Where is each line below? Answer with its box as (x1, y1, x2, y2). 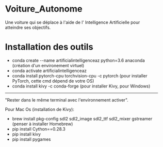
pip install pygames (12, 136, 51, 142)
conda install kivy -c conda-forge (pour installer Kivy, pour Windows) (12, 83, 150, 89)
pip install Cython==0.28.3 (12, 126, 65, 132)
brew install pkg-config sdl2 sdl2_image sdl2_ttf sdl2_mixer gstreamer (12, 116, 153, 121)
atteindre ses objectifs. (5, 24, 51, 30)
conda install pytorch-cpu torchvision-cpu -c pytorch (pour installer (12, 73, 147, 78)
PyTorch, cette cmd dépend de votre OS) (12, 78, 95, 84)
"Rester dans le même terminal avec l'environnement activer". (5, 97, 129, 103)
